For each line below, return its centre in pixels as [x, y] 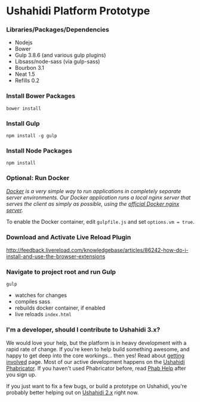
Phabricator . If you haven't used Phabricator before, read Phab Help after [96, 368]
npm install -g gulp [32, 136]
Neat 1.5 [25, 74]
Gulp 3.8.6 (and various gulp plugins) [60, 55]
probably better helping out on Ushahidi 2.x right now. [73, 392]
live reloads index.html [43, 314]
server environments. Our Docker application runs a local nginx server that [99, 197]
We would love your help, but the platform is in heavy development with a [96, 343]
